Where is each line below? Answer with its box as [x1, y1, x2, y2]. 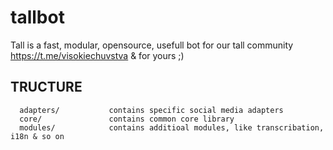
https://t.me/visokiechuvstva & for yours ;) [10, 49, 185, 61]
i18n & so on [10, 131, 65, 141]
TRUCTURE [10, 79, 83, 96]
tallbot [10, 6, 65, 29]
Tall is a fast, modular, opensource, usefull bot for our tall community [10, 39, 294, 51]
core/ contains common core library [19, 114, 235, 124]
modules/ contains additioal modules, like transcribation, [19, 122, 325, 133]
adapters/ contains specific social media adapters [19, 105, 284, 115]
